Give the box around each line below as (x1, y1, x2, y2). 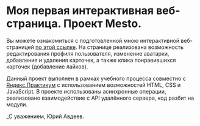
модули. (6, 100, 28, 108)
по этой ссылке (35, 43, 76, 51)
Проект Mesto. (63, 17, 142, 31)
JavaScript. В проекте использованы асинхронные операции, (6, 87, 166, 95)
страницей (6, 43, 35, 51)
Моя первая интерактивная (6, 4, 154, 18)
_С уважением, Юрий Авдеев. (6, 113, 84, 120)
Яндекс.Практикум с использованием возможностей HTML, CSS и (6, 81, 181, 89)
